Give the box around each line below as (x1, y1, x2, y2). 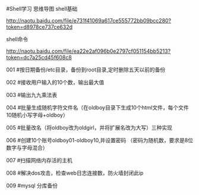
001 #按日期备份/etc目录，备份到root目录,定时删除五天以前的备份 (6, 66, 166, 73)
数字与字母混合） (6, 144, 48, 151)
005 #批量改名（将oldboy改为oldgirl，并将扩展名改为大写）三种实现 (6, 124, 172, 131)
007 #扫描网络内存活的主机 (6, 157, 73, 163)
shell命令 (6, 36, 29, 43)
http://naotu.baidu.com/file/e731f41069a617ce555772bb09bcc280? (6, 17, 172, 24)
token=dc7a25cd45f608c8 (6, 54, 72, 61)
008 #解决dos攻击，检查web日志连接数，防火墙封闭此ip (6, 169, 144, 177)
